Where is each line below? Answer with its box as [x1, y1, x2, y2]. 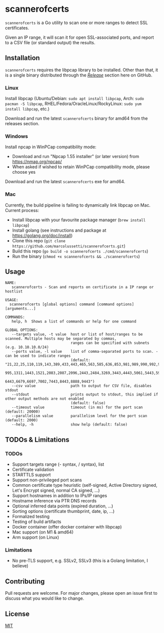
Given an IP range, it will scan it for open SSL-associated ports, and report [5, 34, 154, 40]
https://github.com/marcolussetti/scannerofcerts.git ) [12, 243, 126, 249]
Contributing [5, 577, 45, 585]
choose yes [12, 169, 36, 175]
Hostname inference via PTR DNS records [12, 498, 97, 504]
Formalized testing [12, 514, 50, 520]
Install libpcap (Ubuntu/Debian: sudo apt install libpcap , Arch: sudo [5, 96, 144, 102]
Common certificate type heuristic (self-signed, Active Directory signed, [12, 482, 158, 488]
